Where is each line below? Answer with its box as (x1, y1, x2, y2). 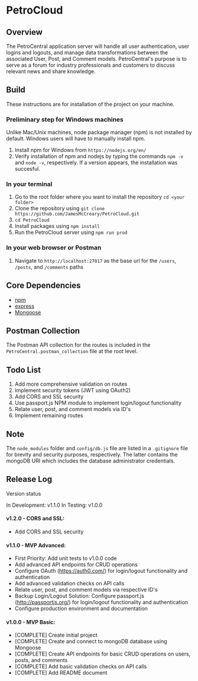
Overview (6, 27, 43, 37)
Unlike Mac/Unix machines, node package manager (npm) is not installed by (6, 129, 192, 136)
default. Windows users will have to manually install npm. (6, 135, 145, 142)
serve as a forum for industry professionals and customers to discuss (6, 61, 176, 69)
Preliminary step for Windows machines (6, 115, 124, 123)
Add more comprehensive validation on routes (14, 380, 128, 387)
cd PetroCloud (14, 217, 50, 223)
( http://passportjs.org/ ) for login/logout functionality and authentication (14, 599, 188, 606)
